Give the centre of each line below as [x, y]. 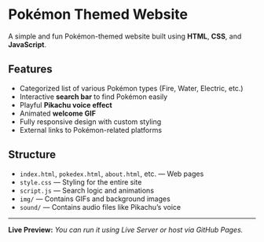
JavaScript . [27, 44]
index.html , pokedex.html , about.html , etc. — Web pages [112, 174]
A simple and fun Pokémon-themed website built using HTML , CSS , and [125, 36]
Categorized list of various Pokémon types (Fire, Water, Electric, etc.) [131, 88]
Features [30, 70]
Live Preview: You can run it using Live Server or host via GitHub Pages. [126, 229]
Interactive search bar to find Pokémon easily [93, 97]
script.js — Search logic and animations [87, 190]
